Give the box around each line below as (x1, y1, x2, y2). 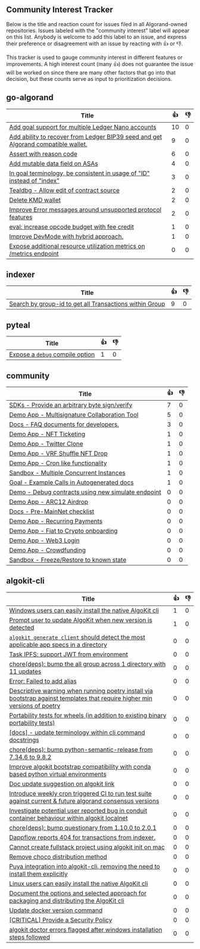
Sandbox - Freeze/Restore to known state (9, 556, 127, 564)
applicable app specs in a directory (9, 640, 107, 648)
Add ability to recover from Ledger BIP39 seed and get (9, 132, 162, 141)
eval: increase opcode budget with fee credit (9, 223, 134, 231)
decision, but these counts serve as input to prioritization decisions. (6, 75, 173, 82)
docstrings (9, 735, 39, 744)
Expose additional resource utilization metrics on (9, 242, 145, 250)
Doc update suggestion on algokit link (9, 779, 115, 788)
